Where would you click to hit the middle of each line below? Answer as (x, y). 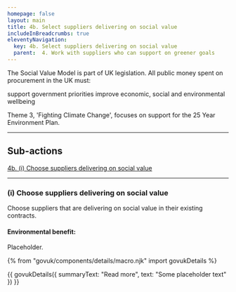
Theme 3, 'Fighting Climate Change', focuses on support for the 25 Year (111, 115)
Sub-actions (35, 151)
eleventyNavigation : (38, 40)
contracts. (22, 215)
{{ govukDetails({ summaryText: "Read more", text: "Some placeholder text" (117, 274)
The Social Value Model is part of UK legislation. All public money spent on (115, 73)
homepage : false (31, 14)
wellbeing (21, 101)
